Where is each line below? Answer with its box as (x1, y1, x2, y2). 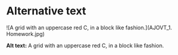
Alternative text (6, 4, 86, 18)
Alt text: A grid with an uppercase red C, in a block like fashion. (6, 42, 164, 49)
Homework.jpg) (6, 30, 45, 37)
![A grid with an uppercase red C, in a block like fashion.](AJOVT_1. (6, 24, 173, 31)
